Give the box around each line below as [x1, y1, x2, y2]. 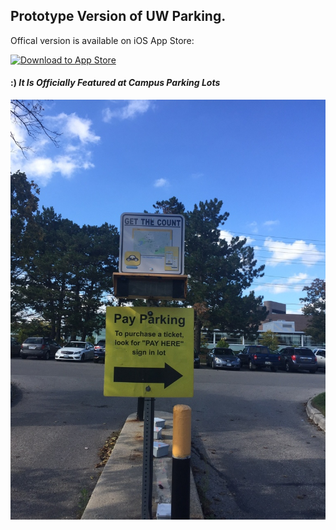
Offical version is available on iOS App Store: [10, 34, 195, 46]
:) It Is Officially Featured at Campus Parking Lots [10, 77, 221, 89]
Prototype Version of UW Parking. [10, 8, 227, 25]
